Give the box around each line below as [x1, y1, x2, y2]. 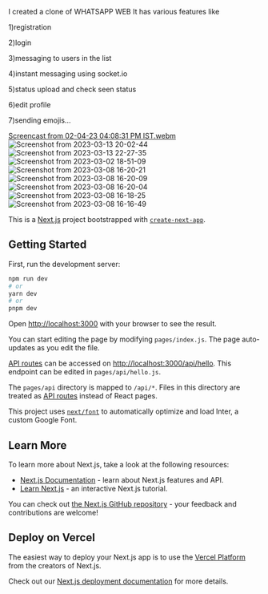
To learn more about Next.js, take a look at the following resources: [8, 460, 230, 469]
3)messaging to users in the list [8, 54, 112, 63]
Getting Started [8, 238, 87, 252]
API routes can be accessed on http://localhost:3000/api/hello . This [8, 358, 232, 368]
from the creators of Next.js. [8, 560, 102, 570]
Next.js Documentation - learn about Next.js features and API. [19, 475, 224, 484]
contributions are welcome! [8, 508, 98, 517]
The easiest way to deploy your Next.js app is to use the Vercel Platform [8, 552, 246, 562]
